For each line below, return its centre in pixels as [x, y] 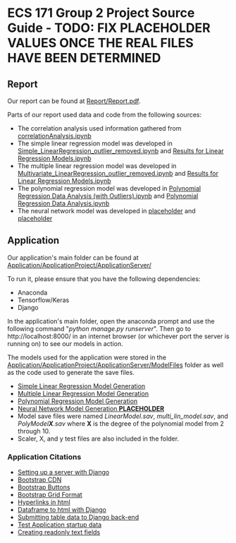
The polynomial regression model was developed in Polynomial [109, 188]
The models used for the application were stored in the [87, 357]
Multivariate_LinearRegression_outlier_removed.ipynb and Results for [118, 173]
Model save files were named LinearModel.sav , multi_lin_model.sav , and [123, 416]
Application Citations [44, 457]
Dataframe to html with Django [62, 510]
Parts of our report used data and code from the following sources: [105, 115]
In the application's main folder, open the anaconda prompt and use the [111, 321]
